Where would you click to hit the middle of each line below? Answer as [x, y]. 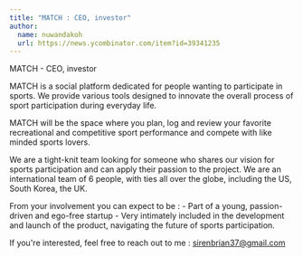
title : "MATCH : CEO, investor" [70, 18]
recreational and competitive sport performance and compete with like [141, 133]
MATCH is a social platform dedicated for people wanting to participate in [146, 86]
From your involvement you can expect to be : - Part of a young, [129, 206]
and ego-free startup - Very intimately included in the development [160, 216]
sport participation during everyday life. [83, 106]
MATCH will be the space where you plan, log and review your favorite [140, 123]
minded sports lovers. [50, 142]
